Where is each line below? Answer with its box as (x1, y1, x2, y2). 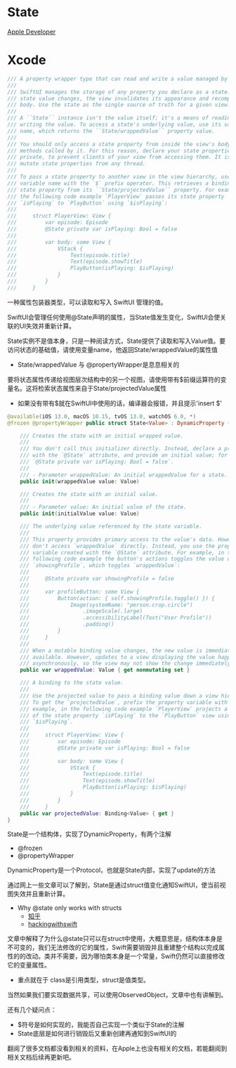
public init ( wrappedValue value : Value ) (20, 478, 140, 485)
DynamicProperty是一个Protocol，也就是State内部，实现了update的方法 (7, 866, 216, 875)
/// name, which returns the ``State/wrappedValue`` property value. (7, 127, 216, 134)
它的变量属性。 (7, 960, 51, 970)
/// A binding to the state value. (20, 679, 124, 686)
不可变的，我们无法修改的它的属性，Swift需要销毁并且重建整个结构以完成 (7, 943, 219, 952)
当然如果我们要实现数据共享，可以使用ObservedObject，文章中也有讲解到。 (7, 991, 228, 999)
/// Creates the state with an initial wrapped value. (20, 432, 184, 439)
